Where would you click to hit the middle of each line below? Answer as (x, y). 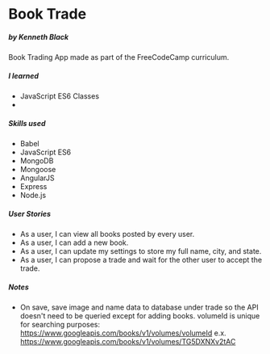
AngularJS (37, 178)
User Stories (29, 213)
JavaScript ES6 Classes (59, 96)
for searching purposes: (60, 325)
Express (33, 187)
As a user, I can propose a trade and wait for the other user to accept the (141, 260)
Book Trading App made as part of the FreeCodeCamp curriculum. (119, 57)
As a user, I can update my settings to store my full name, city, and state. (141, 251)
